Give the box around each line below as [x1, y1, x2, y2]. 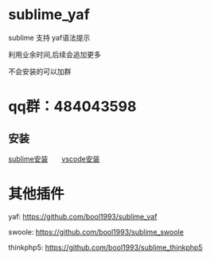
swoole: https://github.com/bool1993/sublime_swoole [8, 227, 185, 236]
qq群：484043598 [8, 98, 137, 116]
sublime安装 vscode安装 [8, 153, 100, 164]
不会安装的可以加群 [8, 66, 72, 76]
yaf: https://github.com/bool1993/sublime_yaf [8, 211, 158, 221]
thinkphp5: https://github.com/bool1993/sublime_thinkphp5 [8, 243, 203, 252]
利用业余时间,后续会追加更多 [8, 49, 102, 59]
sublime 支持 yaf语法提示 [8, 33, 91, 42]
